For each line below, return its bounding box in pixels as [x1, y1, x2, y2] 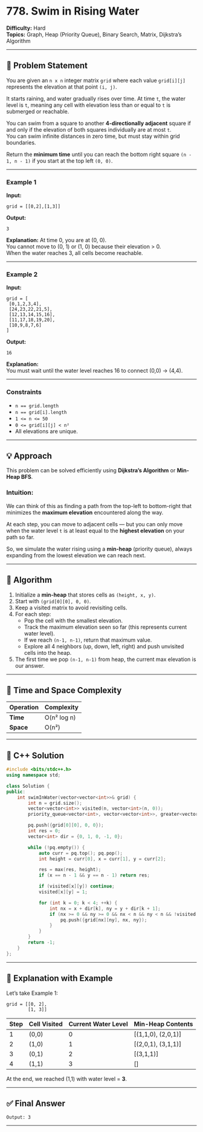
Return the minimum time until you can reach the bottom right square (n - [6, 151, 192, 158]
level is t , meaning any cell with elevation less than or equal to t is [6, 101, 171, 109]
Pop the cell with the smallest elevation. [24, 617, 123, 624]
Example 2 [6, 270, 38, 279]
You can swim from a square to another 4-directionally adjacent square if [6, 120, 192, 127]
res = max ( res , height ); [38, 867, 101, 873]
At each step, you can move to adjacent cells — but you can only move [6, 520, 183, 527]
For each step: [14, 610, 51, 617]
